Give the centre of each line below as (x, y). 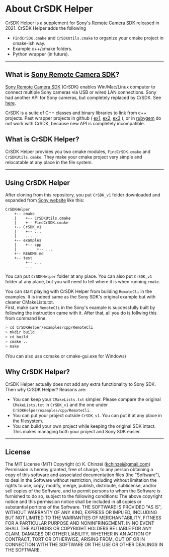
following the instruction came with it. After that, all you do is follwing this (81, 313)
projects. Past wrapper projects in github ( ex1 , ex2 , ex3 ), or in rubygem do (83, 118)
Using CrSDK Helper (38, 183)
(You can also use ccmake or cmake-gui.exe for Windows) (66, 356)
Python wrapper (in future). (41, 54)
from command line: (26, 318)
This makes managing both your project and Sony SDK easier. (77, 431)
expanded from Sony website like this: (45, 200)
